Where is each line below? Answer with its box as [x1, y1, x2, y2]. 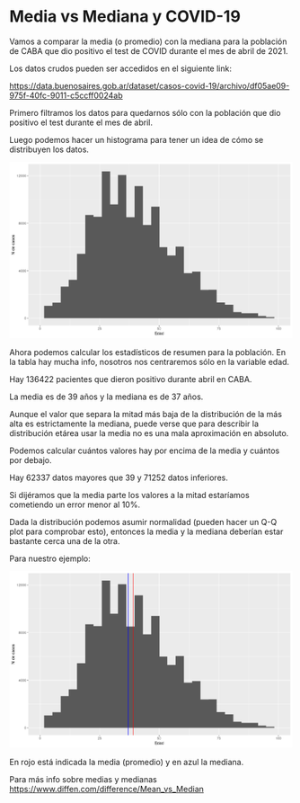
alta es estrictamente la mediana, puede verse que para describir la [9, 418, 259, 429]
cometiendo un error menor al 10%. [9, 499, 141, 510]
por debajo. [9, 455, 52, 466]
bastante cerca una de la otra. [9, 536, 120, 547]
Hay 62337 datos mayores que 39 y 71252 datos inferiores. [9, 472, 229, 483]
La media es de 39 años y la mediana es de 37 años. [9, 391, 204, 402]
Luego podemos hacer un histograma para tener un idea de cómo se [9, 134, 264, 145]
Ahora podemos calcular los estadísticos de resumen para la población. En [9, 347, 286, 358]
